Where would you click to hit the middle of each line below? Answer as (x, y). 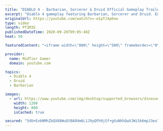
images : (13, 94)
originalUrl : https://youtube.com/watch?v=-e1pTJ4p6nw (62, 18)
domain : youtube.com (30, 63)
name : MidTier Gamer (30, 59)
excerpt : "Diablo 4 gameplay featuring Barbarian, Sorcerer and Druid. (79, 14)
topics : (13, 72)
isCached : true (29, 112)
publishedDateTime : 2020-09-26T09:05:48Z (48, 32)
